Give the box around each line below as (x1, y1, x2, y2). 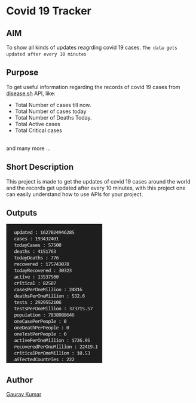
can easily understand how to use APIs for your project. (6, 190, 143, 198)
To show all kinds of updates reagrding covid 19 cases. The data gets (6, 44, 177, 51)
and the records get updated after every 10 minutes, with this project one (6, 184, 186, 191)
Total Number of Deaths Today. (14, 114, 92, 121)
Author (6, 375, 33, 385)
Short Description (6, 162, 74, 172)
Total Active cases (14, 120, 61, 127)
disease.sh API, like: (6, 90, 56, 97)
